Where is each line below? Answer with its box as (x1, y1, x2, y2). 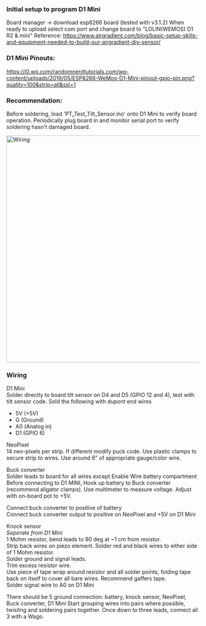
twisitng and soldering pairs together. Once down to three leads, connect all (6, 606, 198, 614)
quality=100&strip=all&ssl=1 (6, 80, 76, 88)
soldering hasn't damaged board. (6, 123, 91, 130)
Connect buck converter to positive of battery (6, 504, 122, 512)
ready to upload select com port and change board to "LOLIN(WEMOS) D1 (6, 25, 194, 33)
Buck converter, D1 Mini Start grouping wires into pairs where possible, (6, 600, 186, 607)
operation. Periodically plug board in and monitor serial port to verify (6, 116, 180, 124)
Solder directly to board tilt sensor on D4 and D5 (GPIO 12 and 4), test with (6, 391, 195, 399)
